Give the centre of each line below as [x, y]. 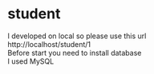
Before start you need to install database [75, 53]
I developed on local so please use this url [77, 36]
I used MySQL [31, 61]
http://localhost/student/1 [49, 44]
